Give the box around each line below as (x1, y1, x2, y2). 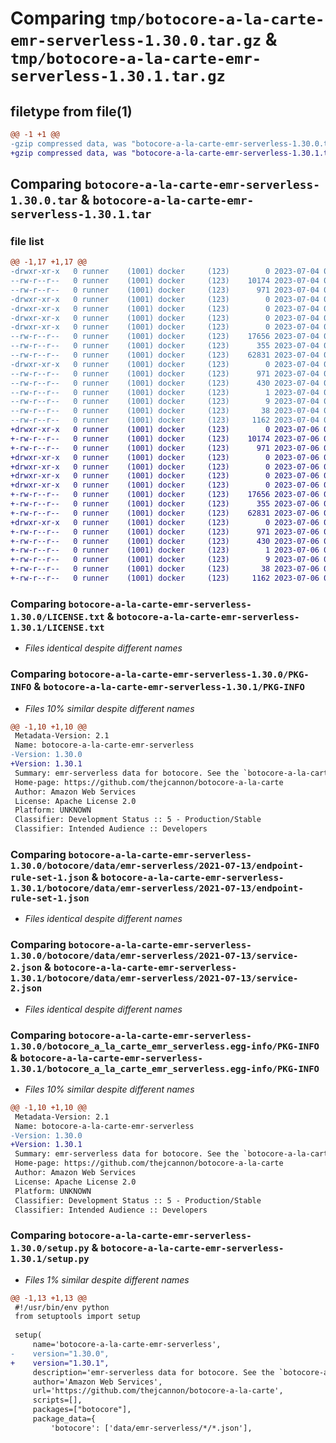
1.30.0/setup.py (10, 1243, 90, 1254)
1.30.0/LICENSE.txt (10, 611, 105, 622)
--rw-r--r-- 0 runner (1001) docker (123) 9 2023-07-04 (10, 397, 320, 407)
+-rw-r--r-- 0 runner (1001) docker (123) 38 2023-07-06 (10, 564, 320, 574)
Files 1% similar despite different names (24, 1273, 190, 1286)
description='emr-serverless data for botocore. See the (32, 1367, 275, 1377)
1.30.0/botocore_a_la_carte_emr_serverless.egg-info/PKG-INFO (10, 1040, 320, 1052)
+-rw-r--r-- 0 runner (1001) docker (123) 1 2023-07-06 (10, 545, 320, 556)
